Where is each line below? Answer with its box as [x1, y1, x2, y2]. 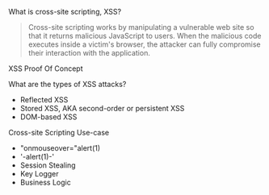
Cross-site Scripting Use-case [8, 128, 110, 137]
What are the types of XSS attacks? [8, 80, 127, 89]
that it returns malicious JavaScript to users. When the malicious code [27, 31, 262, 40]
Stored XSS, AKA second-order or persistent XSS [19, 104, 185, 113]
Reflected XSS [19, 95, 69, 104]
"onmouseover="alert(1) [19, 143, 101, 152]
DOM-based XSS [19, 112, 78, 122]
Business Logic [19, 177, 71, 187]
